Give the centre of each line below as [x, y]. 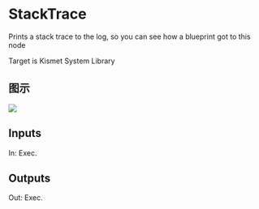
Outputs [30, 178]
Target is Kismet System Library [62, 61]
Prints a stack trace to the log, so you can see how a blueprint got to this [129, 36]
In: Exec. [23, 153]
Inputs [25, 133]
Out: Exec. [26, 198]
